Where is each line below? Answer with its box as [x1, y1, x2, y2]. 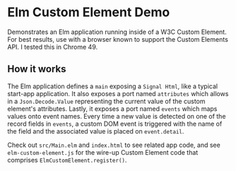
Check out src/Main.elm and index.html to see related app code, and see [7, 141, 220, 149]
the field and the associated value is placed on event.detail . [7, 126, 184, 135]
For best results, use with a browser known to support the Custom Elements [7, 35, 228, 43]
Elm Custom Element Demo [7, 4, 170, 20]
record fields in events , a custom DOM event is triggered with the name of [7, 119, 223, 128]
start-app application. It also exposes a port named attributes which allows [7, 89, 229, 98]
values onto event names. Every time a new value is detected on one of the [7, 112, 226, 120]
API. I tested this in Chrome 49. [7, 42, 98, 51]
